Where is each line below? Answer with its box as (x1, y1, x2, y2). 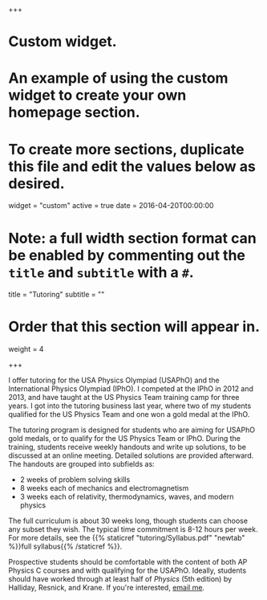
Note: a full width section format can (8, 229, 257, 247)
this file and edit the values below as (8, 157, 257, 175)
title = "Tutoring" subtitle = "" (8, 290, 105, 300)
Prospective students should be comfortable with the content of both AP (8, 557, 248, 567)
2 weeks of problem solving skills (19, 475, 131, 484)
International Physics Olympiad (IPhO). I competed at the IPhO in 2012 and (8, 384, 254, 394)
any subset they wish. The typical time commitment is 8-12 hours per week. (8, 524, 258, 534)
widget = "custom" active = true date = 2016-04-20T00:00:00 (8, 201, 214, 210)
